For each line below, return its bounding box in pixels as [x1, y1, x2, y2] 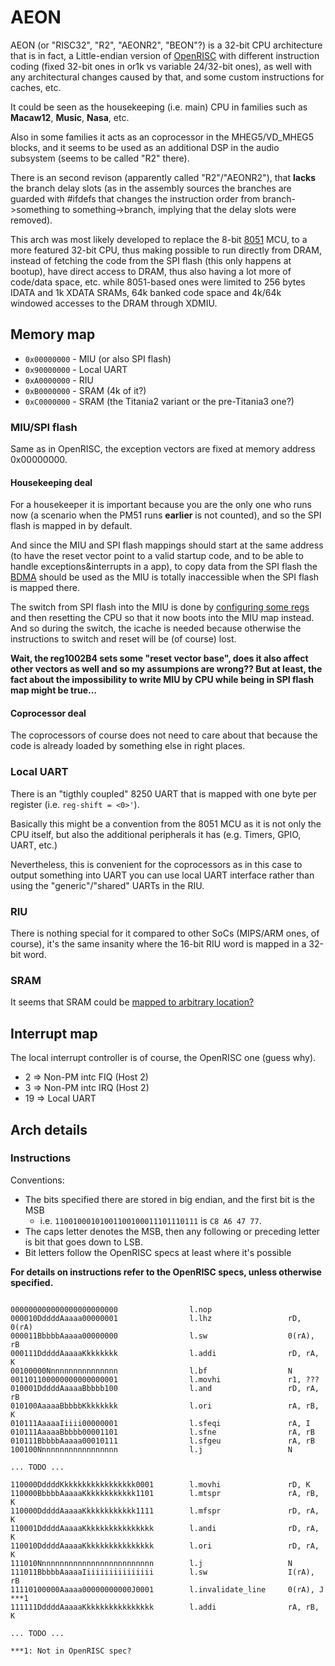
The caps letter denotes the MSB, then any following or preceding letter [24, 1225, 321, 1237]
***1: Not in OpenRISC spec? [10, 1646, 132, 1656]
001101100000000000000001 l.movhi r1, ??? [10, 1374, 320, 1385]
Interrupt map [10, 1025, 98, 1042]
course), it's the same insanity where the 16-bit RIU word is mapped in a [10, 938, 307, 950]
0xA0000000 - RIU [24, 374, 94, 386]
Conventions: [10, 1174, 65, 1186]
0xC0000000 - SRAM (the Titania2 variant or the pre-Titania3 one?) [24, 395, 295, 407]
